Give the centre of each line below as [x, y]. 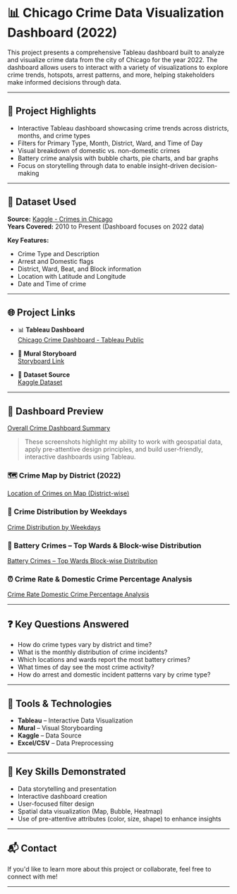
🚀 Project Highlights [52, 111]
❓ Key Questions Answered [68, 624]
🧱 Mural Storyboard [47, 354]
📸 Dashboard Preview [55, 411]
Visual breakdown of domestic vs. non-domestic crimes [99, 150]
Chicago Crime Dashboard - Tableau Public [81, 340]
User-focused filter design [56, 804]
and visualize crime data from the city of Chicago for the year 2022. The [113, 59]
